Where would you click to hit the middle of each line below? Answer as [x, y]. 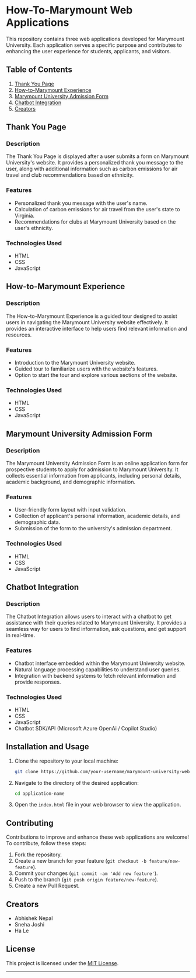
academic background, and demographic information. [71, 482]
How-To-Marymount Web [69, 10]
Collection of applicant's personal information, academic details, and [97, 516]
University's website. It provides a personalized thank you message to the [95, 163]
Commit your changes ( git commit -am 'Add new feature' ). [86, 873]
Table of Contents [39, 70]
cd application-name [39, 794]
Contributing [30, 823]
